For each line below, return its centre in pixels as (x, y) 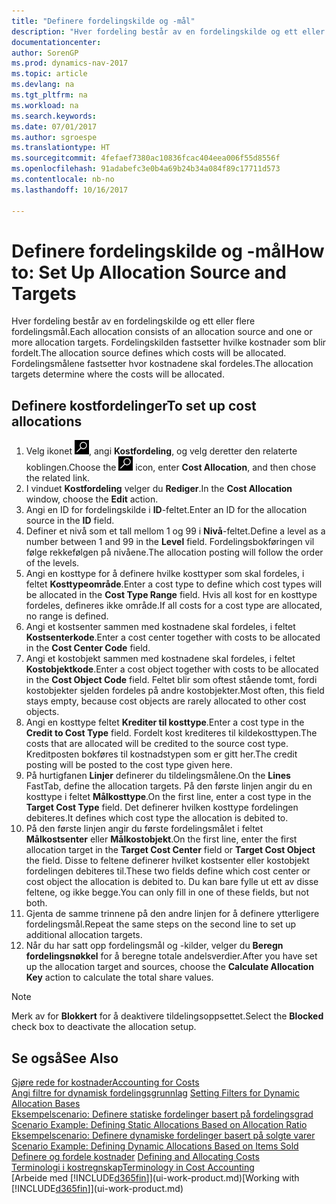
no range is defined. (67, 616)
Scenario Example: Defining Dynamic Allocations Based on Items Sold (155, 1146)
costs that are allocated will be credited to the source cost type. (157, 744)
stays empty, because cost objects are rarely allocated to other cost (166, 701)
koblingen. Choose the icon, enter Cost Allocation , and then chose (171, 467)
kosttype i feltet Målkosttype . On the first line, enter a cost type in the (168, 797)
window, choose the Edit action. (92, 499)
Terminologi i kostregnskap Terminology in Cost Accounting (133, 1167)
